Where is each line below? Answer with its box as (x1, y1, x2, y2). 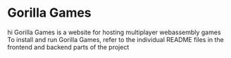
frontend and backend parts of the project (7, 43, 130, 51)
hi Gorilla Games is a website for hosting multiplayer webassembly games (7, 28, 221, 36)
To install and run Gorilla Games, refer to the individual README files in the (7, 35, 224, 43)
